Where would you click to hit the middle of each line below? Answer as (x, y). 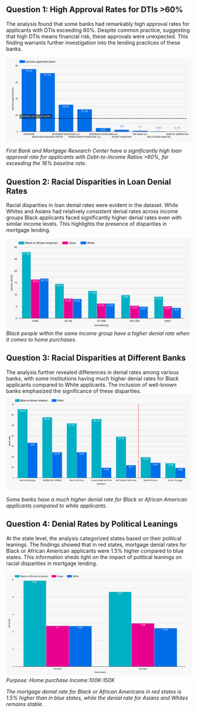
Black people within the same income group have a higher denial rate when (98, 333)
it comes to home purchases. (41, 340)
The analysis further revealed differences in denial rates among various (93, 372)
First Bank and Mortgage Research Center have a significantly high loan (94, 151)
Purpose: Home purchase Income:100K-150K (61, 680)
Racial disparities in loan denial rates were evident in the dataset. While (92, 205)
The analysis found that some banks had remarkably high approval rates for (98, 24)
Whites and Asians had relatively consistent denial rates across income (92, 211)
